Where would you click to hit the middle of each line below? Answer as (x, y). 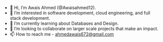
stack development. (30, 18)
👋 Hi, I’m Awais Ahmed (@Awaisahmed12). (53, 8)
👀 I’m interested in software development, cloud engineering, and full (80, 13)
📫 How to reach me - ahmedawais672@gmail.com (62, 34)
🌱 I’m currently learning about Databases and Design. (64, 23)
